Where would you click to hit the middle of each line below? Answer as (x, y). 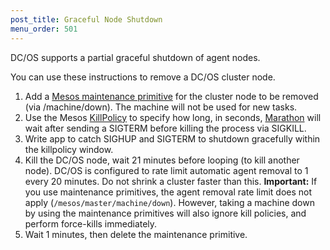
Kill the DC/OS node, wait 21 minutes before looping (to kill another (162, 160)
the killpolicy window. (69, 149)
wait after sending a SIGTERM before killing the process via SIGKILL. (165, 128)
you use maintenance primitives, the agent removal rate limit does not (168, 192)
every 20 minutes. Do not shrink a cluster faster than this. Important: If (171, 181)
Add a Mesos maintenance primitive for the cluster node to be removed (171, 96)
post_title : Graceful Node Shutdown (86, 19)
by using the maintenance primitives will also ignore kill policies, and (165, 213)
